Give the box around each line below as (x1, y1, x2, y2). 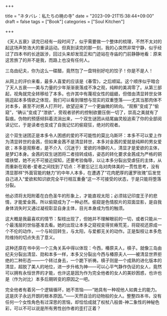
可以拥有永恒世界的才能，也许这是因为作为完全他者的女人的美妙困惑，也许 (5, 270, 158, 276)
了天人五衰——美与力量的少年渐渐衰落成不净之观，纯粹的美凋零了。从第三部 (5, 85, 162, 90)
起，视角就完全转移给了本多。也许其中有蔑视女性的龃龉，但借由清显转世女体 (5, 91, 162, 97)
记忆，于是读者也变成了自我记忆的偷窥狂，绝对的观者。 (9, 122, 123, 127)
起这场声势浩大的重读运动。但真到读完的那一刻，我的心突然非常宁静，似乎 (5, 45, 158, 50)
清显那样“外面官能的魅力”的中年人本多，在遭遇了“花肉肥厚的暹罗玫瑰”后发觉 (5, 170, 161, 176)
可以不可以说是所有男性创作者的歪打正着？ (13, 306, 101, 311)
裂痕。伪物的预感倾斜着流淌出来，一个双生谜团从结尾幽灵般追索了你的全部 (5, 115, 158, 121)
